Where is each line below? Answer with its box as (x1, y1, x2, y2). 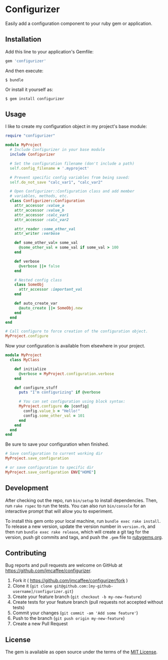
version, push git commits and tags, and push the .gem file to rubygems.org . (5, 534, 163, 540)
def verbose (14, 259, 39, 264)
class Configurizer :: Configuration (10, 198, 85, 204)
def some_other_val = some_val (14, 240, 78, 245)
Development (5, 484, 49, 492)
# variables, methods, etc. (10, 194, 69, 199)
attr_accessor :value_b (14, 207, 65, 213)
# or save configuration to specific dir (5, 465, 94, 470)
